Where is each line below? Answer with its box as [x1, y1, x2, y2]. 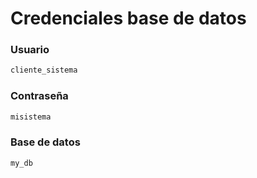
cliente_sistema [10, 65, 78, 76]
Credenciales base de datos [10, 7, 247, 30]
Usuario [10, 43, 50, 57]
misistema [10, 112, 52, 122]
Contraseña [10, 89, 69, 103]
